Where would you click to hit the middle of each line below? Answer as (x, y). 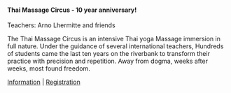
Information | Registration (44, 82)
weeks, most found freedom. (49, 69)
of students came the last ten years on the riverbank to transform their (108, 54)
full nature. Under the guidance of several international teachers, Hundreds (115, 46)
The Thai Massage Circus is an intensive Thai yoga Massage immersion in (114, 39)
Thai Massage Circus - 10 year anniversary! (72, 10)
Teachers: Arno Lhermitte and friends (61, 25)
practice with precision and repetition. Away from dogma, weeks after (108, 61)
